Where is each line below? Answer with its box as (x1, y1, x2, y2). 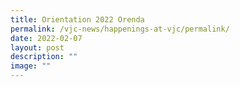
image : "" (10, 61, 52, 71)
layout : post (10, 42, 65, 53)
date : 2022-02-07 (10, 33, 83, 43)
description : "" (10, 52, 78, 62)
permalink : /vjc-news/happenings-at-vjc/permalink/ (10, 24, 230, 34)
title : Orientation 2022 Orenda (10, 14, 145, 25)
